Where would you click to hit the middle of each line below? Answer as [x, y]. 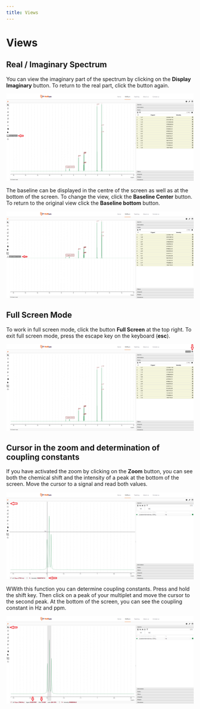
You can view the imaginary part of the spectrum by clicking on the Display [99, 79]
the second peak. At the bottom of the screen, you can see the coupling [94, 602]
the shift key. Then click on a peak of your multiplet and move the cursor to [98, 595]
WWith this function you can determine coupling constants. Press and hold [98, 589]
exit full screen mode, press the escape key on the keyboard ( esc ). [88, 336]
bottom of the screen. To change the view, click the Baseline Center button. [99, 196]
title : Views [22, 13]
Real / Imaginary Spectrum [57, 65]
